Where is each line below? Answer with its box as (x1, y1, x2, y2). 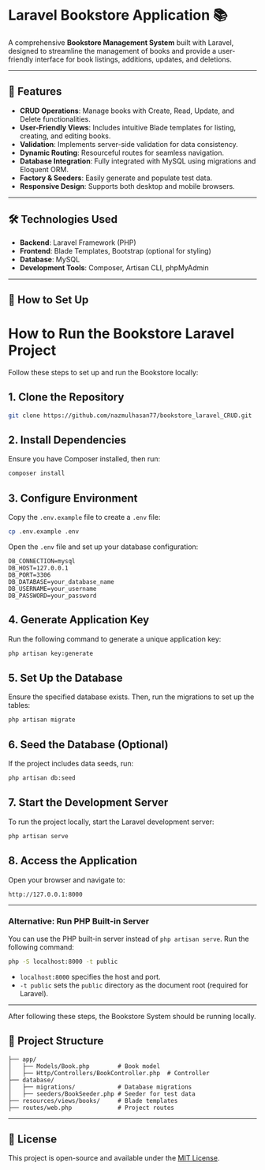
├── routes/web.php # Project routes (8, 1104, 175, 1112)
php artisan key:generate (8, 649, 93, 657)
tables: (8, 701, 31, 710)
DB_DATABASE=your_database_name (8, 577, 114, 585)
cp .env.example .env (8, 528, 80, 536)
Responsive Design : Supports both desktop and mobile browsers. (19, 181, 235, 190)
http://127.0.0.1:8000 (8, 890, 83, 898)
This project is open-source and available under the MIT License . (8, 1153, 220, 1163)
